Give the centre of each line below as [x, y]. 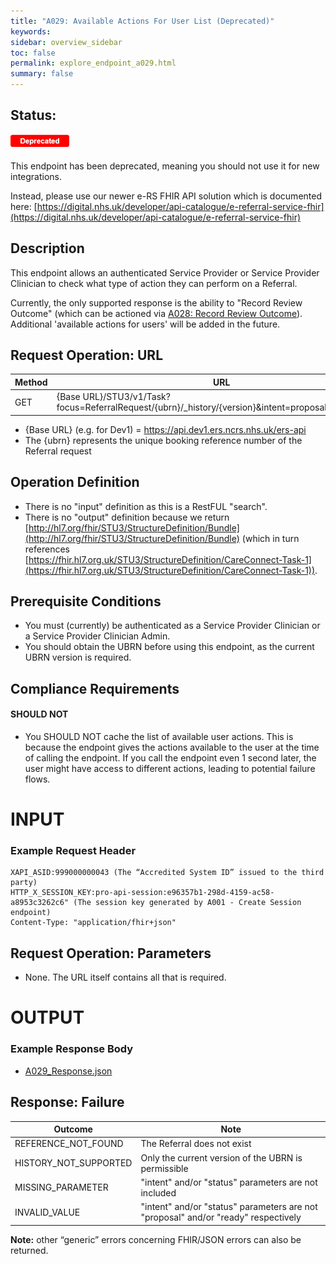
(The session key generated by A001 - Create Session [187, 903]
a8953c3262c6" [40, 903]
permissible [164, 1168]
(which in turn [270, 538]
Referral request [58, 451]
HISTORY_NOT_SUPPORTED [73, 1163]
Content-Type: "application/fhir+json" [93, 923]
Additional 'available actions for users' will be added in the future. [145, 324]
